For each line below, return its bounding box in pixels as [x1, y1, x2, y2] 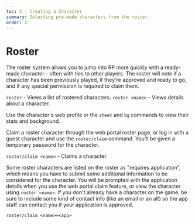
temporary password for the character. [6, 142, 100, 149]
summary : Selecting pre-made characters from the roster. [6, 14, 150, 20]
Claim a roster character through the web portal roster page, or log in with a [6, 129, 189, 136]
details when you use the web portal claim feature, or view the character [6, 182, 181, 190]
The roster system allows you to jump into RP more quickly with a [6, 64, 164, 71]
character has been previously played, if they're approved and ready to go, [6, 77, 187, 84]
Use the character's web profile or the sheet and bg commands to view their [6, 112, 189, 119]
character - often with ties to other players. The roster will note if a [20, 70, 182, 77]
